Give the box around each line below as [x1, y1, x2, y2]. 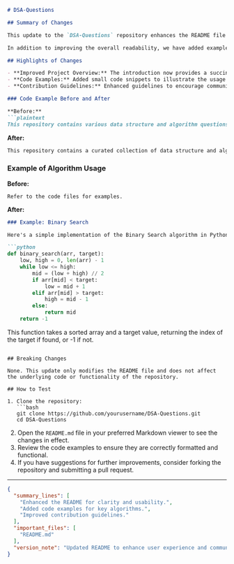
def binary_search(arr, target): [7, 250, 104, 258]
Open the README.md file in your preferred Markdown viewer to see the [17, 428, 218, 437]
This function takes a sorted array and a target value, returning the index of [7, 328, 223, 336]
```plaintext [7, 114, 45, 122]
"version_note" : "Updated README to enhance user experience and [13, 544, 208, 551]
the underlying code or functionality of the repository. [7, 373, 179, 380]
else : [32, 303, 49, 310]
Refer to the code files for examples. [7, 193, 123, 200]
